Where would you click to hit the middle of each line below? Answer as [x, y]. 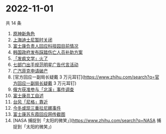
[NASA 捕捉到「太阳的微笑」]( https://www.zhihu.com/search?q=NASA [84, 120]
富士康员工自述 [28, 95]
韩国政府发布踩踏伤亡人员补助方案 [48, 52]
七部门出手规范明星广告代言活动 [45, 65]
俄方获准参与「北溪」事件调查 [43, 89]
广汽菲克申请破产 [30, 70]
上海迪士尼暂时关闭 [33, 40]
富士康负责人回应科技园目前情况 [45, 46]
